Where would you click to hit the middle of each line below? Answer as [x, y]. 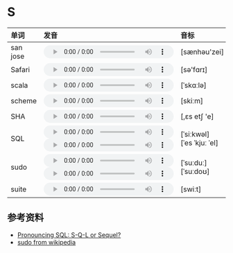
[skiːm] [191, 101]
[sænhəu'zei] [202, 51]
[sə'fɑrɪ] [194, 69]
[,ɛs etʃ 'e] [197, 116]
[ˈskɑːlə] [193, 85]
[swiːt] [191, 189]
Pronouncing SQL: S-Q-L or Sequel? [69, 235]
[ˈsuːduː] [193, 162]
